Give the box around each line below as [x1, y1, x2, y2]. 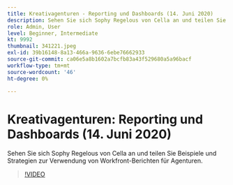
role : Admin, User [7, 23, 61, 30]
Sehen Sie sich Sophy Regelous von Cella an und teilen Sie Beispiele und [7, 149, 217, 158]
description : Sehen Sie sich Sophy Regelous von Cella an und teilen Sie [7, 17, 227, 24]
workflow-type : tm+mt [7, 62, 70, 69]
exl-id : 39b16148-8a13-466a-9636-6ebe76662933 [7, 50, 145, 57]
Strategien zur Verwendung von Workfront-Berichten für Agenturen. [7, 156, 204, 165]
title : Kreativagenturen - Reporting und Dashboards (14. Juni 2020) [7, 10, 214, 17]
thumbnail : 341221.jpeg [7, 43, 77, 50]
